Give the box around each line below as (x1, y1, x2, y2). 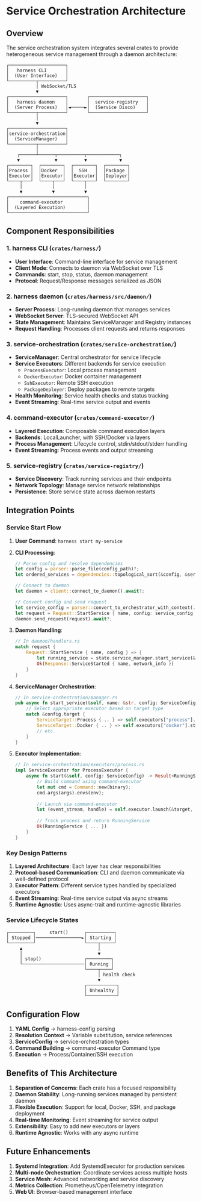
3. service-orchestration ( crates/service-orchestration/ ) (6, 340, 177, 348)
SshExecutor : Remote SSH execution (23, 379, 114, 387)
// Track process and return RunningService (37, 818, 150, 824)
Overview (6, 28, 44, 39)
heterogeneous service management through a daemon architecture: (6, 51, 177, 58)
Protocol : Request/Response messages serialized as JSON (14, 277, 162, 284)
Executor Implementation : (14, 750, 82, 757)
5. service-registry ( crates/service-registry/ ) (6, 461, 144, 470)
